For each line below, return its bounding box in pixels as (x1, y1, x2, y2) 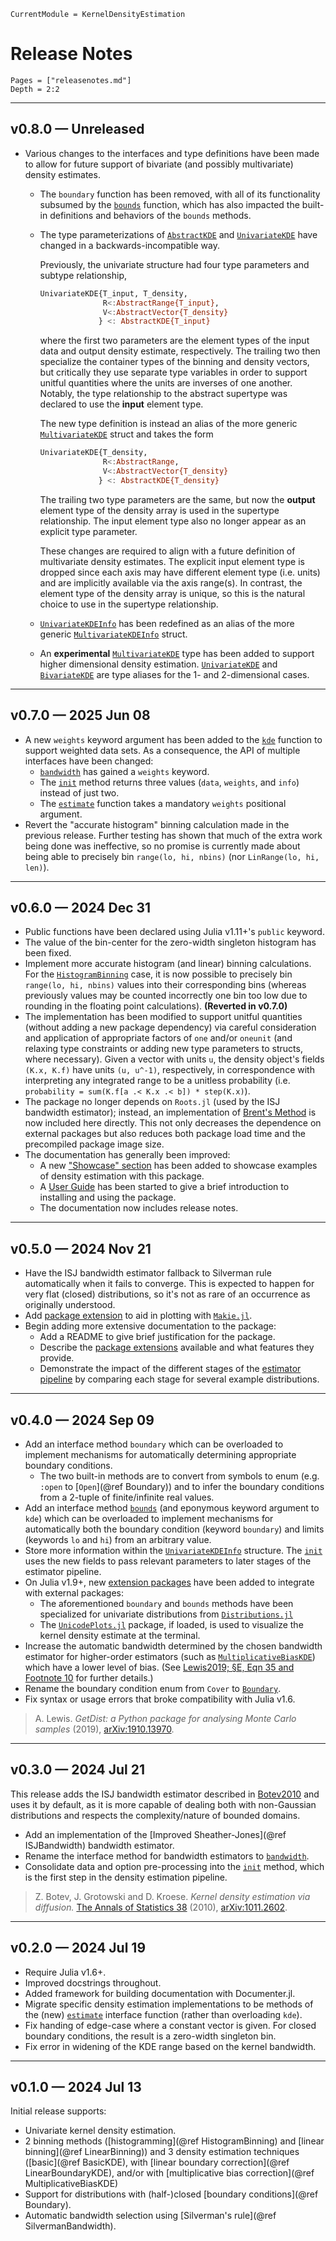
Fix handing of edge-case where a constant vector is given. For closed (24, 2019, 317, 2031)
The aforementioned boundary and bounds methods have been (39, 1598, 294, 1609)
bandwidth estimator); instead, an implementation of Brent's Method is (24, 1106, 317, 1119)
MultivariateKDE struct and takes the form (39, 428, 214, 440)
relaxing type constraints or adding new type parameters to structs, (24, 1043, 303, 1055)
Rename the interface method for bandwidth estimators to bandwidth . (24, 1850, 310, 1862)
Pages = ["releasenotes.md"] (10, 75, 132, 85)
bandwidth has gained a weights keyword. (39, 765, 210, 777)
